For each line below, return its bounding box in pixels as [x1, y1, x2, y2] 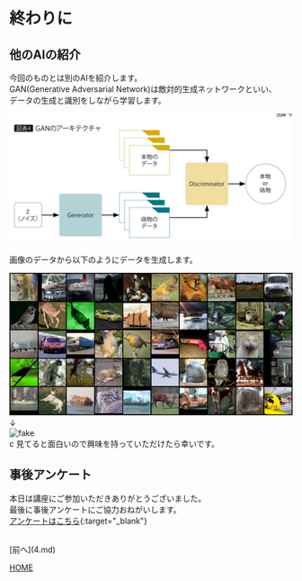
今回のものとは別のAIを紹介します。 [9, 73, 143, 83]
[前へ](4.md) [9, 544, 56, 555]
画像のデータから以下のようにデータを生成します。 [9, 254, 198, 266]
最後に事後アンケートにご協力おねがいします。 [9, 504, 182, 514]
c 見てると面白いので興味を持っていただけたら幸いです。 [9, 439, 220, 449]
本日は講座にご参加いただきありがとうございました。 [9, 493, 207, 504]
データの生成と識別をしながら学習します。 [9, 95, 166, 105]
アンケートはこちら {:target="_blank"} [9, 515, 148, 526]
